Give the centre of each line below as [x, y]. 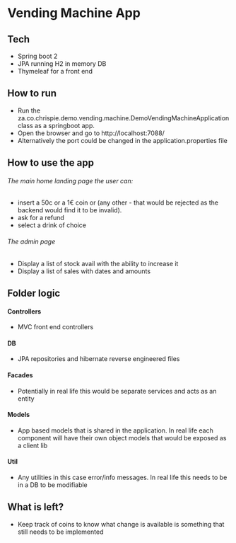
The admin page [31, 241]
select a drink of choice [52, 225]
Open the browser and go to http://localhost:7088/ [91, 133]
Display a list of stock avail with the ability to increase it [98, 263]
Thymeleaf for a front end [55, 71]
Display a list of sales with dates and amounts [84, 271]
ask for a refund [41, 218]
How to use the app [51, 163]
